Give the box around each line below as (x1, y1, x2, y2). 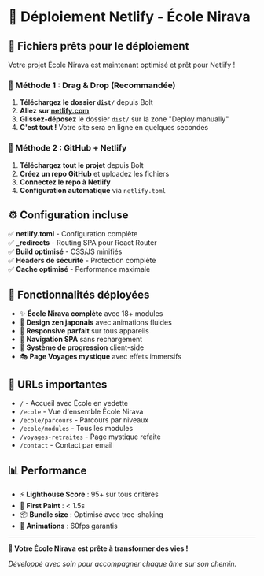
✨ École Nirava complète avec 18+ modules (19, 309, 163, 318)
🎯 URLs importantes (8, 377, 108, 391)
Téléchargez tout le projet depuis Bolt (19, 160, 144, 169)
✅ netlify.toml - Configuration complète (8, 229, 138, 239)
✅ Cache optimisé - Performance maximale (8, 265, 151, 274)
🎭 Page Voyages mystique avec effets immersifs (19, 351, 182, 362)
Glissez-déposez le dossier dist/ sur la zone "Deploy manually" (19, 114, 229, 124)
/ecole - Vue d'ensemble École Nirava (19, 407, 144, 417)
